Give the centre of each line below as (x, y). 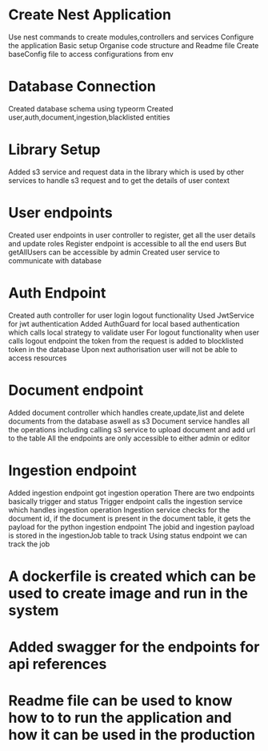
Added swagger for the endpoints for (134, 647)
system (34, 610)
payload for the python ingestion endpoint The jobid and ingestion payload (131, 526)
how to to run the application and (120, 718)
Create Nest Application (90, 15)
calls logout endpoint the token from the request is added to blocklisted (126, 341)
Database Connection (82, 87)
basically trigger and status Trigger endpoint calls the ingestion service (126, 501)
